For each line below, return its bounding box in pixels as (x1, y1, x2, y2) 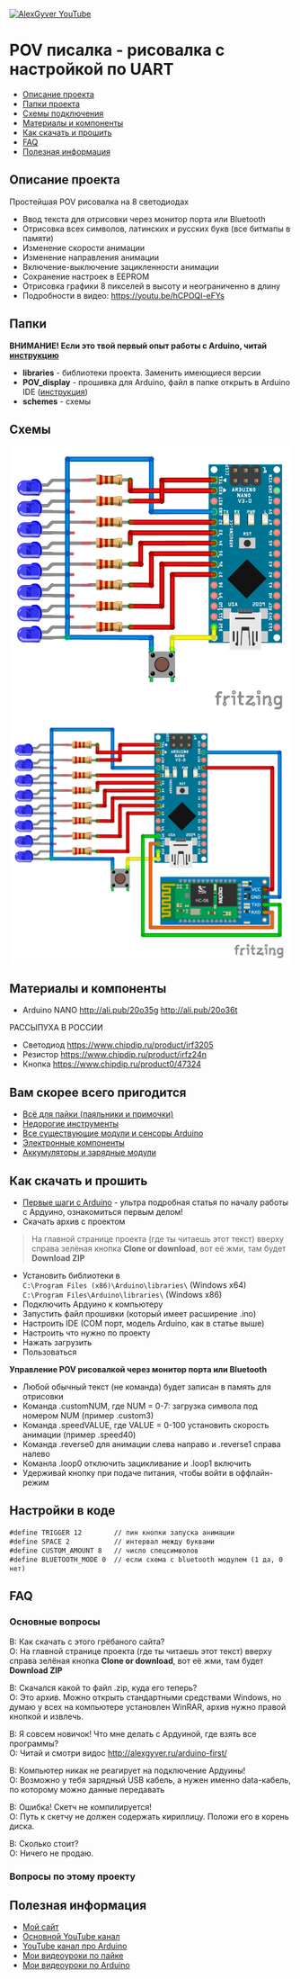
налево (22, 1449, 51, 1460)
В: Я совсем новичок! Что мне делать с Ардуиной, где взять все (9, 1728, 257, 1739)
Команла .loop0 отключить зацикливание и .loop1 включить (22, 1458, 251, 1469)
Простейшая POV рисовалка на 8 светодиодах (9, 196, 190, 207)
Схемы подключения (22, 108, 104, 119)
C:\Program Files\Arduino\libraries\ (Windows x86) (22, 1290, 223, 1300)
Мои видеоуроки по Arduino (22, 1960, 130, 1971)
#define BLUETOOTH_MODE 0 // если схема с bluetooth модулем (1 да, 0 (9, 1555, 283, 1564)
